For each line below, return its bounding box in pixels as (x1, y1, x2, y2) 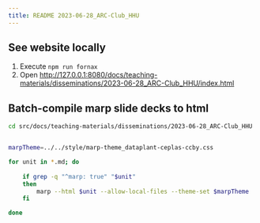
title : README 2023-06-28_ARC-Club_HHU (8, 11, 140, 20)
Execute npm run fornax (19, 62, 98, 71)
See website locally (8, 41, 107, 55)
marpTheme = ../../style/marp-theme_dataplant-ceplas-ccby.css (8, 144, 214, 152)
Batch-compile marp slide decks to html (8, 101, 209, 115)
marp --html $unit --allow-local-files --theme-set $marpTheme (36, 187, 249, 195)
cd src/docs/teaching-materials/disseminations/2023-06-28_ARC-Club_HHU (8, 123, 253, 130)
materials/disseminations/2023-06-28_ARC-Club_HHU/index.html (19, 78, 235, 88)
